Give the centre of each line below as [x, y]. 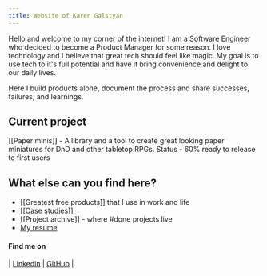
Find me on [27, 246]
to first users [29, 158]
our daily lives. [32, 72]
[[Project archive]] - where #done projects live [96, 219]
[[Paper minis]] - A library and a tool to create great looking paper [117, 141]
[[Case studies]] [46, 211]
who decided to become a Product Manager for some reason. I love [120, 47]
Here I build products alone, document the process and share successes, [129, 88]
